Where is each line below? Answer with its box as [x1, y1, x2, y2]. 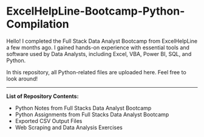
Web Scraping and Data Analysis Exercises [15, 124, 123, 131]
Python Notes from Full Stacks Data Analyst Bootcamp [15, 104, 152, 111]
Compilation [6, 17, 69, 31]
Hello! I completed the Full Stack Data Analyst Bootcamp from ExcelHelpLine [6, 37, 198, 44]
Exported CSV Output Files [15, 117, 83, 124]
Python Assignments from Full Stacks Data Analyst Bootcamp [15, 111, 169, 118]
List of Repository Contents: [6, 93, 79, 100]
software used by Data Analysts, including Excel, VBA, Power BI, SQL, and [6, 50, 192, 57]
